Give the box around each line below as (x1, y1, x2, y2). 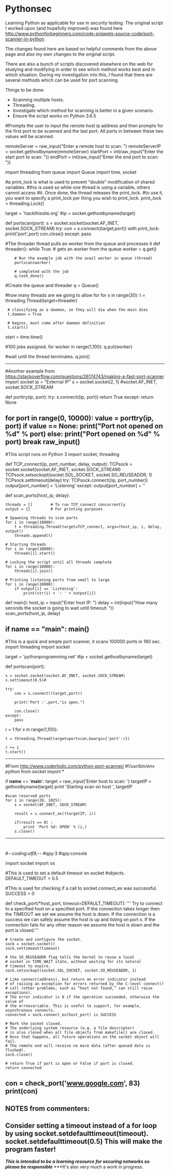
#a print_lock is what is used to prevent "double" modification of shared (5, 179, 155, 185)
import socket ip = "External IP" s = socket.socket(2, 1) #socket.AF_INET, (5, 379, 158, 385)
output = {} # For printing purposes (5, 507, 103, 512)
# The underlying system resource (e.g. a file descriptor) (5, 1025, 135, 1030)
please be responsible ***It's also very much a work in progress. (5, 1164, 144, 1170)
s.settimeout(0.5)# (5, 678, 47, 683)
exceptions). (5, 990, 33, 995)
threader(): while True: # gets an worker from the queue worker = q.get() (5, 246, 157, 252)
